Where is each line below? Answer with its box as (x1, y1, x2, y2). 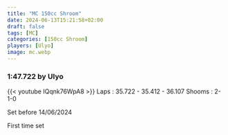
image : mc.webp (7, 49, 51, 56)
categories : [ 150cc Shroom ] (7, 36, 88, 43)
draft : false (7, 23, 45, 30)
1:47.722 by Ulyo (7, 71, 64, 81)
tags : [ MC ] (7, 29, 39, 37)
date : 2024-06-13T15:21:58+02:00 (7, 17, 104, 24)
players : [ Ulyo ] (7, 42, 54, 49)
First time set (7, 122, 45, 130)
